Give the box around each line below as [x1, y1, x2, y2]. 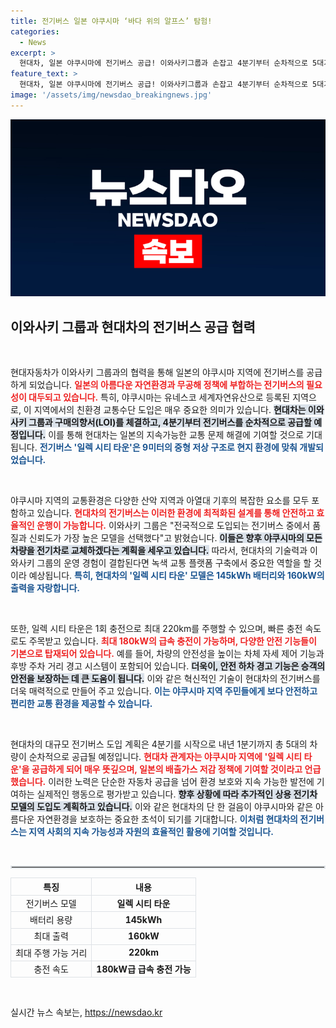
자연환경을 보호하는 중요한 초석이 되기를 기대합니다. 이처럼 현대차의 [36, 813, 298, 825]
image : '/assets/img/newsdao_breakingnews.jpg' [10, 90, 213, 100]
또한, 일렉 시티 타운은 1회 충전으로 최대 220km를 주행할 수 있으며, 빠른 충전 [10, 623, 303, 635]
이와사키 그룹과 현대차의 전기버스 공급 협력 [10, 318, 256, 335]
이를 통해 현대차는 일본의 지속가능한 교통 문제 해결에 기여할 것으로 [48, 429, 305, 441]
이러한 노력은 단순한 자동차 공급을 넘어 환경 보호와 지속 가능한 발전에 [48, 776, 315, 788]
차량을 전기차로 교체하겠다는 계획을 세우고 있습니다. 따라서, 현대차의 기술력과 [10, 545, 308, 557]
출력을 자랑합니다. [10, 582, 81, 594]
